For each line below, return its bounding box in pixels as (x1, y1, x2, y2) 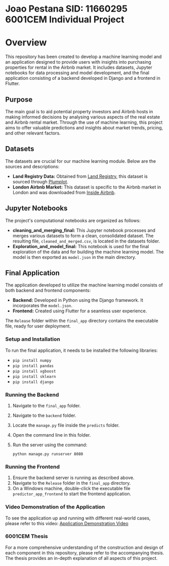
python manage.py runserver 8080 (12, 451, 83, 456)
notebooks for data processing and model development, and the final (5, 70, 149, 76)
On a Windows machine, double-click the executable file (12, 486, 131, 492)
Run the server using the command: (12, 442, 88, 448)
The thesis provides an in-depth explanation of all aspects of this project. (5, 555, 158, 561)
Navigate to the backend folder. (12, 412, 76, 418)
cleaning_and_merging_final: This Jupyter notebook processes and (12, 227, 156, 233)
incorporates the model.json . (12, 303, 72, 309)
